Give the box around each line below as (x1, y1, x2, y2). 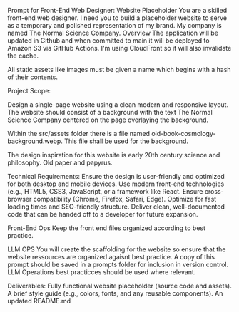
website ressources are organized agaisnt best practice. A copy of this (7, 253, 215, 261)
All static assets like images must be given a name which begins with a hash (7, 66, 231, 73)
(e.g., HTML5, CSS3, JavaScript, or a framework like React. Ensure (7, 187, 203, 195)
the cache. (7, 51, 39, 60)
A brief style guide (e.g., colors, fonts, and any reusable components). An (7, 289, 223, 298)
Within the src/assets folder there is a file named (7, 130, 151, 137)
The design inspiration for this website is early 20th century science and (7, 151, 220, 159)
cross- (204, 187, 224, 195)
